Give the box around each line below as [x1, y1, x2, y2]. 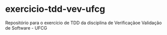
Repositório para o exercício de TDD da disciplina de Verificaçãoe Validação [5, 20, 162, 26]
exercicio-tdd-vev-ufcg [5, 3, 105, 15]
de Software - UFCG [5, 25, 47, 31]
